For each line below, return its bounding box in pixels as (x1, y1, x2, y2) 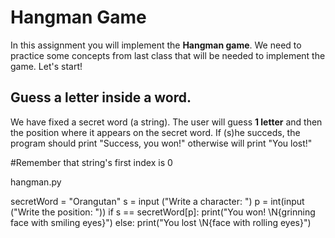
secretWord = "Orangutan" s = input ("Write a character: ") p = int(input (10, 195, 305, 207)
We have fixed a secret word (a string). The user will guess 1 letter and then (10, 116, 323, 128)
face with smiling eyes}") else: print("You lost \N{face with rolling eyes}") (10, 216, 312, 228)
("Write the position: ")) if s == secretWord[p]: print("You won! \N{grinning (10, 206, 316, 218)
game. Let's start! (10, 60, 83, 72)
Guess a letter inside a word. (10, 89, 192, 106)
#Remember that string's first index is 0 (10, 156, 173, 168)
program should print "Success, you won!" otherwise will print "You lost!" (10, 137, 313, 149)
